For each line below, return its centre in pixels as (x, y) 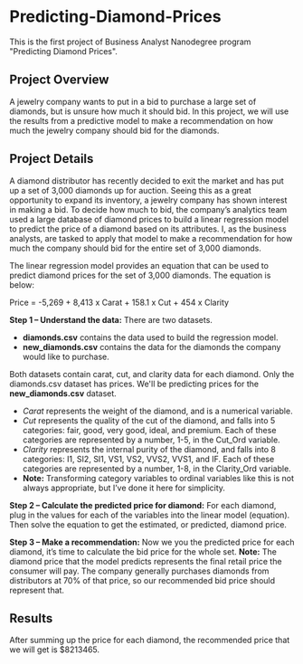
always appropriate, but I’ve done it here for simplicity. (124, 488)
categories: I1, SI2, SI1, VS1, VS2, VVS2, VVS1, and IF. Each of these (148, 459)
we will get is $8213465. (55, 650)
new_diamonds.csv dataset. (63, 393)
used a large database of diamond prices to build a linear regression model (149, 219)
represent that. (37, 590)
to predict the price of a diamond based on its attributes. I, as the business (148, 229)
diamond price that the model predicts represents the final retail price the (146, 561)
